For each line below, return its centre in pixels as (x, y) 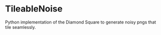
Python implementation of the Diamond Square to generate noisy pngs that (81, 22)
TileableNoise (34, 9)
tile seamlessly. (21, 27)
